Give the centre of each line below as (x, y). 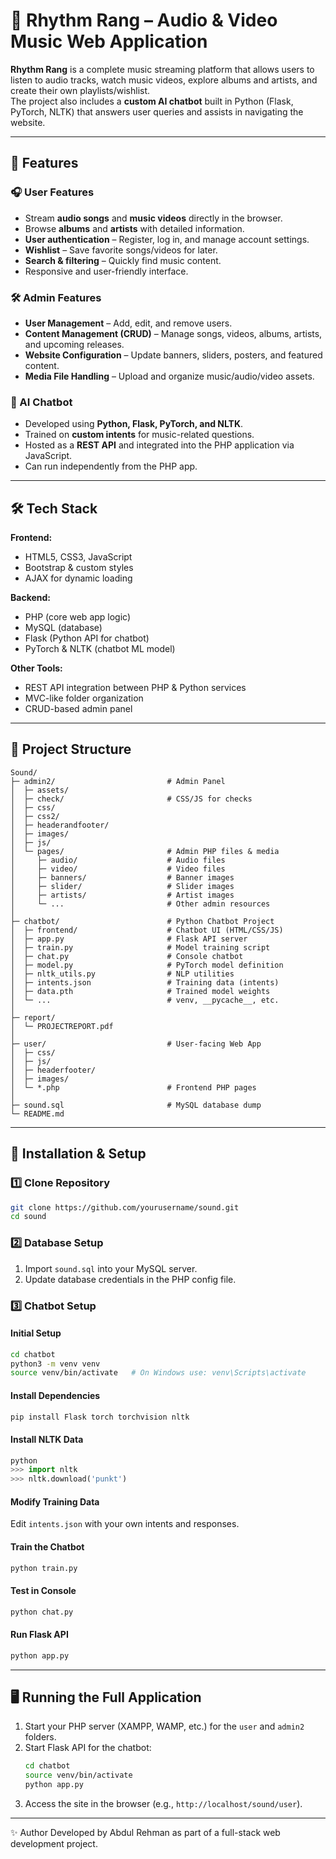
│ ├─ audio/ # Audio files (118, 860)
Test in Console (43, 1591)
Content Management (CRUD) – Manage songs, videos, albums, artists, (173, 333)
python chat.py (42, 1612)
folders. (40, 1737)
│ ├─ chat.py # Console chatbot (127, 956)
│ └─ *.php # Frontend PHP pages (133, 1087)
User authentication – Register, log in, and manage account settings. (167, 239)
